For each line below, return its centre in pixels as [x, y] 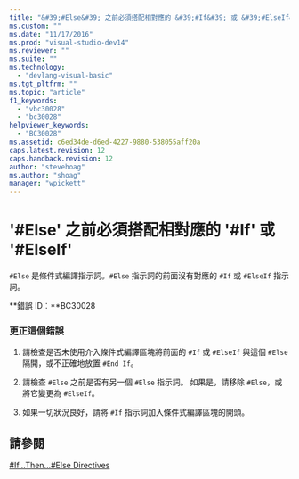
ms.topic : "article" [48, 92]
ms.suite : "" [33, 59]
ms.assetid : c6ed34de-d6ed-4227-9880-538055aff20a [105, 142]
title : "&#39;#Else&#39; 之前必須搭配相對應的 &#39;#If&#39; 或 [124, 17]
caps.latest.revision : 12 [57, 150]
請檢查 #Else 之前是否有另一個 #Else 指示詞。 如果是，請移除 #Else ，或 [152, 382]
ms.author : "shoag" [45, 175]
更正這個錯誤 [37, 331]
